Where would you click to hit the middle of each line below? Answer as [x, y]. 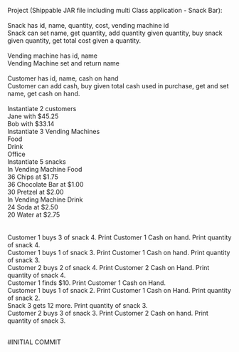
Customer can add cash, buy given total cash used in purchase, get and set [118, 86]
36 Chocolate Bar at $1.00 [46, 184]
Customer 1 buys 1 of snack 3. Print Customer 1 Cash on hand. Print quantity [119, 253]
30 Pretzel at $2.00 [36, 192]
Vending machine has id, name [53, 56]
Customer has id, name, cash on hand [63, 78]
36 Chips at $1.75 [33, 177]
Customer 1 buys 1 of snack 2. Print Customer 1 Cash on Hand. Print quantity [119, 290]
